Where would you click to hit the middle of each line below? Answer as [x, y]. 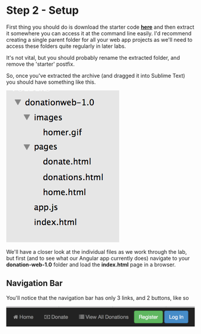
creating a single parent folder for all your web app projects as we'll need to [99, 40]
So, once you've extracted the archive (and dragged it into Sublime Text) [96, 75]
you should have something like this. [51, 82]
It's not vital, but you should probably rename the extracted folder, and [93, 57]
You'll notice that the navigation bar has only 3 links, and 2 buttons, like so [98, 297]
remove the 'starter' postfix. [40, 64]
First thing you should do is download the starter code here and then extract [100, 27]
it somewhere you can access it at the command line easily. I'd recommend [99, 33]
